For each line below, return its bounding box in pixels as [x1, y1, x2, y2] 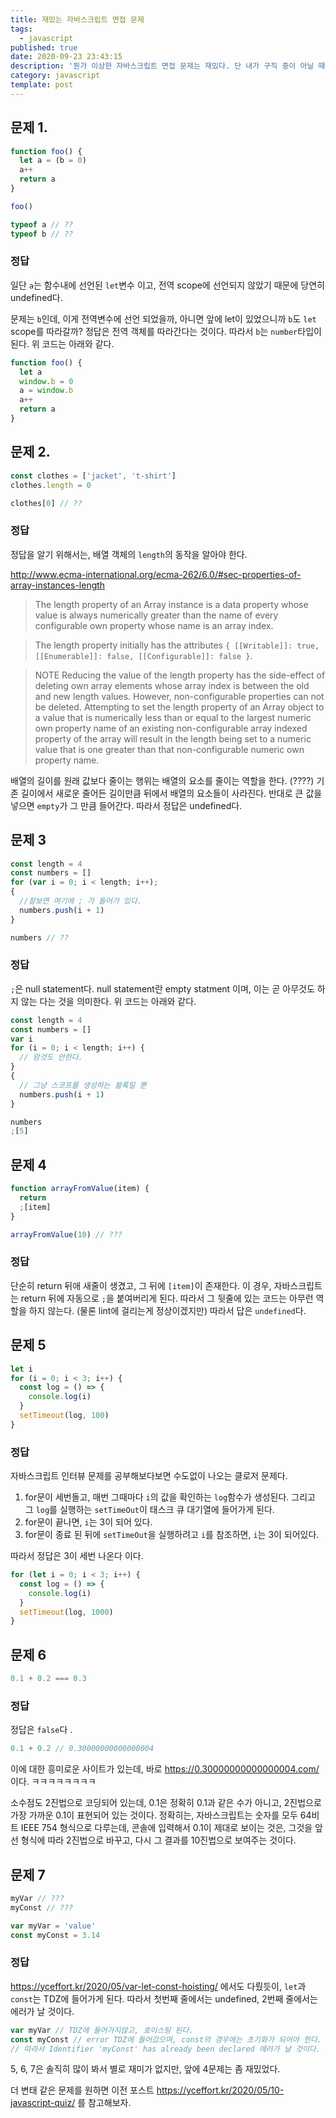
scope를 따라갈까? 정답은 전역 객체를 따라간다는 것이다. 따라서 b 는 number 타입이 [10, 325, 322, 337]
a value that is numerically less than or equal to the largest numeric [34, 711, 312, 723]
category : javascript [10, 71, 101, 81]
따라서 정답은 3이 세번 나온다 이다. [10, 1550, 144, 1562]
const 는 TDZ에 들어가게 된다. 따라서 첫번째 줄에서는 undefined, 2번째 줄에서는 [10, 1992, 318, 2005]
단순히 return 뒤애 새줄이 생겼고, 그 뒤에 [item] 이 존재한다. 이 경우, [10, 1279, 272, 1291]
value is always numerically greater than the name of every [34, 609, 279, 621]
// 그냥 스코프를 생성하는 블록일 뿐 [19, 1080, 147, 1090]
